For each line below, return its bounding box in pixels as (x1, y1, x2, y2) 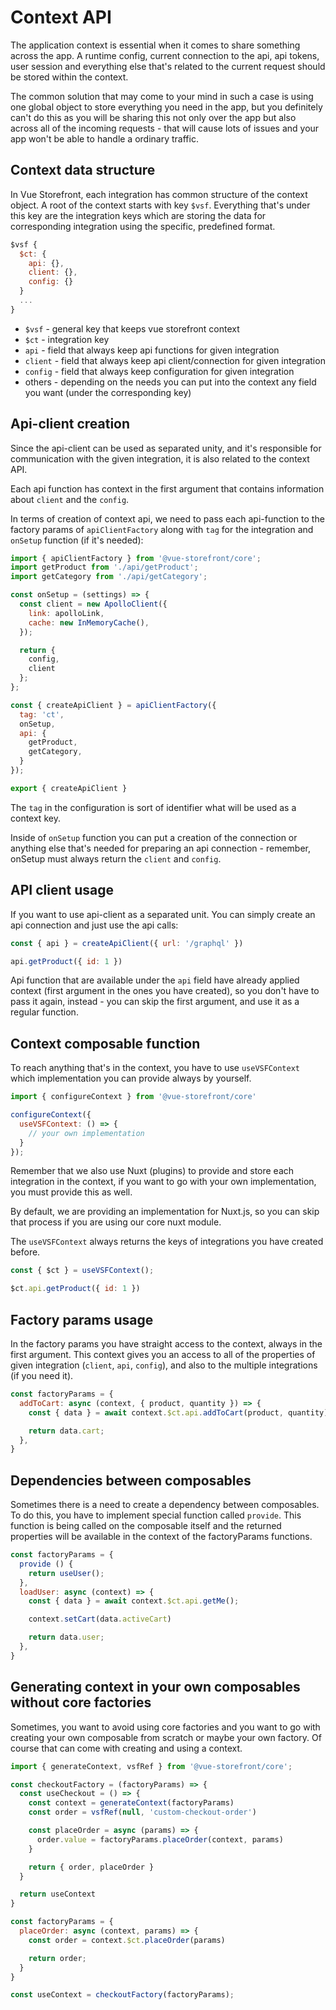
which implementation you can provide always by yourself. (10, 1072, 252, 1085)
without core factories (10, 1694, 152, 1711)
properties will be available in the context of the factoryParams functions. (10, 1531, 313, 1543)
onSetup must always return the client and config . (10, 852, 222, 865)
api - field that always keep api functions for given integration (24, 344, 280, 356)
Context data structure (10, 162, 156, 179)
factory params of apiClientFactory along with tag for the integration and (10, 523, 314, 535)
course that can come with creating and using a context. (10, 1742, 243, 1754)
